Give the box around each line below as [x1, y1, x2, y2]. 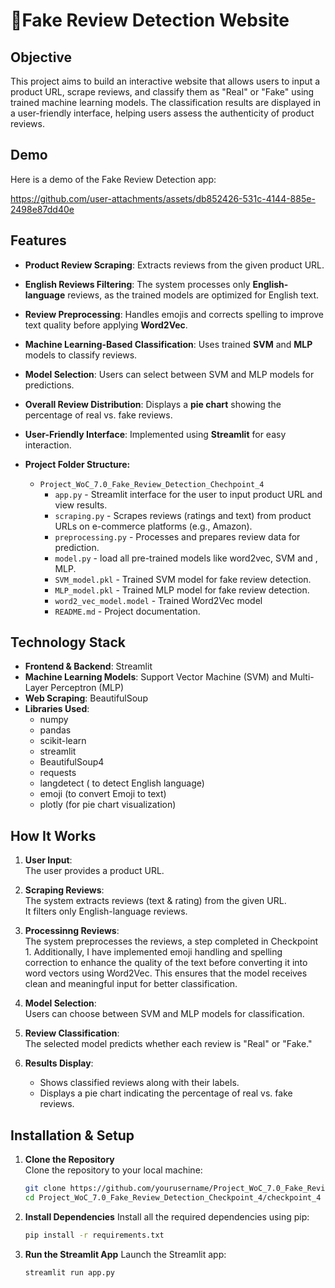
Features [10, 232, 67, 249]
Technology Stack [10, 634, 126, 651]
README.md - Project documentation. [54, 605, 201, 617]
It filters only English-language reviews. [24, 905, 188, 918]
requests [39, 767, 77, 779]
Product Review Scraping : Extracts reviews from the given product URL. [24, 259, 325, 271]
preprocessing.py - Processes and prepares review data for [54, 530, 301, 543]
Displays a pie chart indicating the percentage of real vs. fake [39, 1087, 293, 1099]
